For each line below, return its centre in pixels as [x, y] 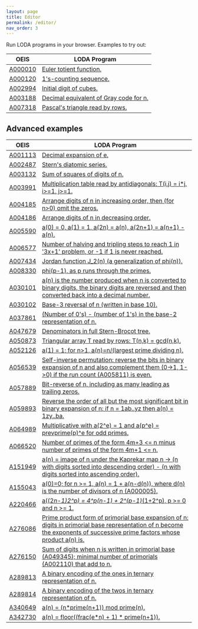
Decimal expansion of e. [75, 155]
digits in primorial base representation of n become [113, 525]
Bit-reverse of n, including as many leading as [106, 384]
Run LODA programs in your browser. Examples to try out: [76, 45]
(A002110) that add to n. [77, 564]
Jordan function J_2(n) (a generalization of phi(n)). [112, 261]
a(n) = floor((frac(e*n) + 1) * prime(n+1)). [101, 617]
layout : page [22, 11]
